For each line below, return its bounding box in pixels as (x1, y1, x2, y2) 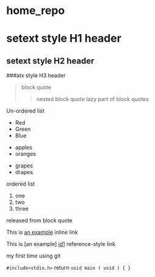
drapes (15, 169, 33, 176)
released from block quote (6, 217, 73, 224)
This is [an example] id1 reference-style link (6, 240, 115, 248)
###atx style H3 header (6, 72, 66, 79)
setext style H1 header (6, 32, 122, 46)
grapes (15, 162, 33, 169)
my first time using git (6, 252, 61, 259)
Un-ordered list (6, 107, 44, 114)
